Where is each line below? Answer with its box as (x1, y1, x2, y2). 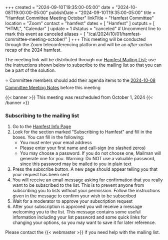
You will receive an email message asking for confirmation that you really (12, 177, 163, 183)
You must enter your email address (19, 140, 92, 146)
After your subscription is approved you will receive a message (12, 203, 142, 210)
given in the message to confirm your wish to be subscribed (12, 193, 136, 199)
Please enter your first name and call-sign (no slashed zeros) (19, 145, 146, 151)
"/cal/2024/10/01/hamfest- (86, 31, 141, 37)
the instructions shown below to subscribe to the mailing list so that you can (5, 62, 162, 68)
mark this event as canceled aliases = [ (5, 31, 86, 37)
